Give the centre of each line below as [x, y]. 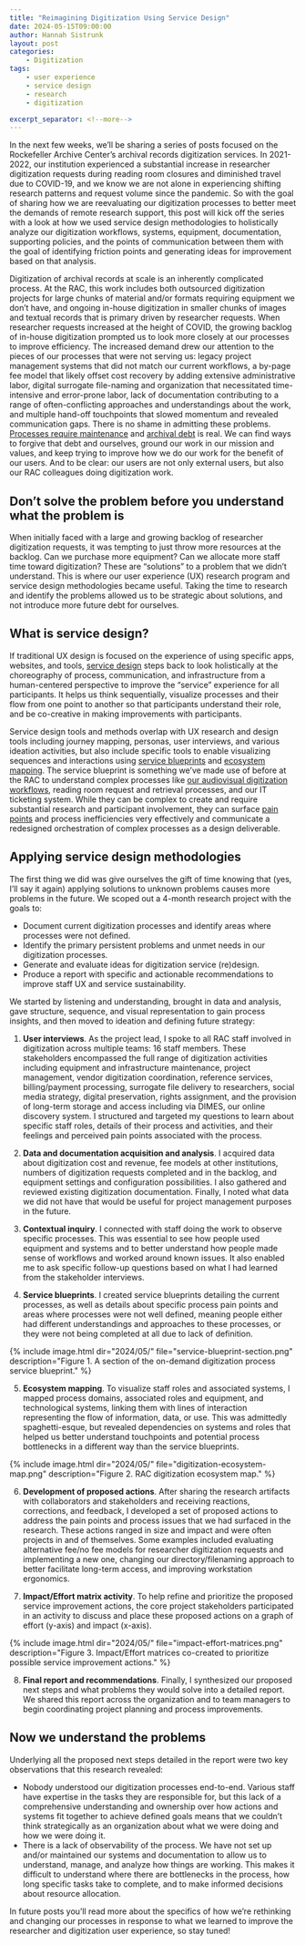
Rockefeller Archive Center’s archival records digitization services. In [138, 155]
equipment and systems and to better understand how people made [150, 1248]
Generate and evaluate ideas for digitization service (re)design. [141, 964]
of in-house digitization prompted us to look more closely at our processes [149, 337]
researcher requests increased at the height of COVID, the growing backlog [151, 327]
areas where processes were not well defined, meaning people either [152, 1314]
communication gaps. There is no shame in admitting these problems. [140, 424]
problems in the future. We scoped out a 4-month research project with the [150, 898]
